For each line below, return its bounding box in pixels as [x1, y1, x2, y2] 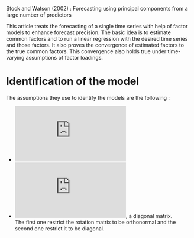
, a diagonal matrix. [125, 212, 173, 219]
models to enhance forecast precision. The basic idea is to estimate [6, 29, 172, 36]
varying [6, 54, 25, 61]
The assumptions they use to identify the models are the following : [6, 94, 170, 101]
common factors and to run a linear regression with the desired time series [6, 35, 188, 42]
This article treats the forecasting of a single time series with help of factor [6, 23, 188, 30]
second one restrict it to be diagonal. [14, 224, 105, 232]
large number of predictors [6, 11, 72, 18]
